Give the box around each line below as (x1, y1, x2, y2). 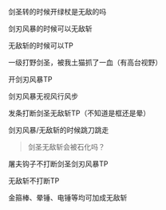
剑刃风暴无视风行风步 (8, 91, 78, 101)
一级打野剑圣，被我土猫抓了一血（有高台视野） (8, 58, 162, 67)
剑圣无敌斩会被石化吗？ (27, 142, 105, 151)
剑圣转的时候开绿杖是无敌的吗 (8, 7, 106, 16)
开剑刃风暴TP (8, 75, 53, 84)
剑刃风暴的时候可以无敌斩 (8, 24, 93, 33)
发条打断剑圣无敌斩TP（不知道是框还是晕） (8, 108, 150, 118)
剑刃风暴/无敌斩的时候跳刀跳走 (8, 126, 109, 134)
